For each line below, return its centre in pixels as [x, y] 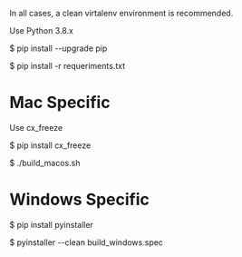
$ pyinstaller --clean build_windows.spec [86, 242]
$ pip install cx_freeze [50, 145]
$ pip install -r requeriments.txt [67, 66]
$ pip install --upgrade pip [58, 48]
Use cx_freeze [36, 127]
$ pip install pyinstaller [51, 224]
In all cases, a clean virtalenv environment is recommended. [121, 13]
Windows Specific [79, 200]
